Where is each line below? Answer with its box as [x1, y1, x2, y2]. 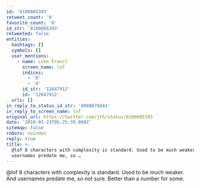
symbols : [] [11, 48, 42, 54]
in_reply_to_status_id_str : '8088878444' [6, 102, 111, 109]
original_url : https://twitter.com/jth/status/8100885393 [6, 114, 153, 120]
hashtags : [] [11, 42, 44, 48]
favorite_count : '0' [6, 20, 58, 26]
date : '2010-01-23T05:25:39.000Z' [6, 120, 92, 126]
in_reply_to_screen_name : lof [6, 108, 82, 114]
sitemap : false [6, 125, 44, 131]
